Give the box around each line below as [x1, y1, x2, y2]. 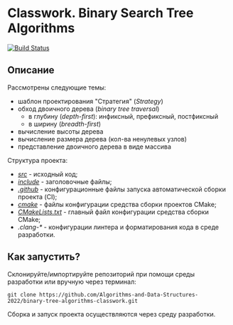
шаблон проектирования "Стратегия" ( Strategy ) [17, 97, 163, 105]
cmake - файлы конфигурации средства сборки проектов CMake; [17, 200, 217, 208]
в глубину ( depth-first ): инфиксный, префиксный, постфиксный [28, 112, 219, 120]
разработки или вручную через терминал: [7, 277, 136, 286]
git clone [7, 291, 37, 298]
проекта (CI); [17, 192, 58, 201]
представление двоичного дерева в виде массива [17, 142, 172, 151]
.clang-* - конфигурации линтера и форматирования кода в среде [17, 223, 220, 231]
